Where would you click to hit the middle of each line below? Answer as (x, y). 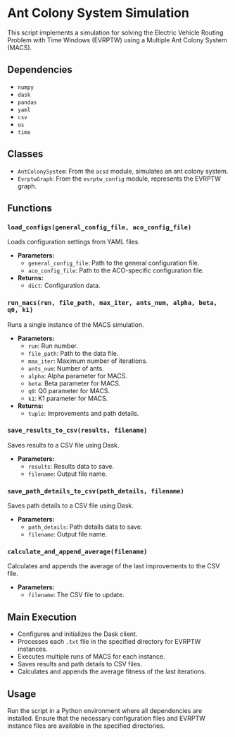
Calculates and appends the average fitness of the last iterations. (112, 671)
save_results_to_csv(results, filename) (77, 431)
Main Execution (42, 617)
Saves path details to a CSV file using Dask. (70, 505)
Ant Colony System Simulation (99, 13)
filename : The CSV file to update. (76, 595)
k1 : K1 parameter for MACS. (68, 398)
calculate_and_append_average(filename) (77, 552)
